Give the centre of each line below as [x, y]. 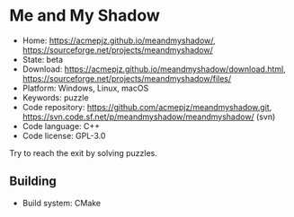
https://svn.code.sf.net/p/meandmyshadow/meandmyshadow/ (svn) [149, 117]
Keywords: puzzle [55, 97]
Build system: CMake [62, 203]
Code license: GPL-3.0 [64, 135]
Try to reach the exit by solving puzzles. [83, 152]
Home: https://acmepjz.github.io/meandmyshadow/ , [119, 40]
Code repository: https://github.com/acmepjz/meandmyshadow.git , [147, 107]
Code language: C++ [61, 126]
